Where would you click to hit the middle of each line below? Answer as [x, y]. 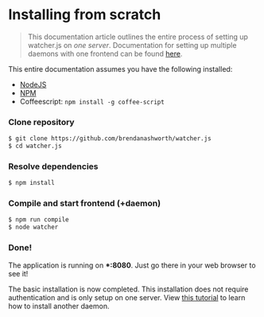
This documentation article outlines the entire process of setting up [138, 37]
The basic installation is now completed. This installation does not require [128, 289]
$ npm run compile [39, 220]
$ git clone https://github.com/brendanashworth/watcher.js [110, 139]
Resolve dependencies [53, 166]
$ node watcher [33, 227]
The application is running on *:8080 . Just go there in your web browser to [132, 265]
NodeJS [33, 84]
